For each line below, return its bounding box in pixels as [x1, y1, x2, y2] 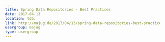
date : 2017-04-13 [5, 12, 41, 16]
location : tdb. [5, 16, 36, 21]
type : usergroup [5, 29, 38, 34]
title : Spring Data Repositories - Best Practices [5, 7, 111, 12]
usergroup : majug [5, 25, 41, 30]
